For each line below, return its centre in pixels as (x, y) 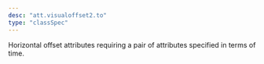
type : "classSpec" (38, 23)
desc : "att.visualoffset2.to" (58, 15)
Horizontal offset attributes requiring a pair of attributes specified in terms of (132, 44)
